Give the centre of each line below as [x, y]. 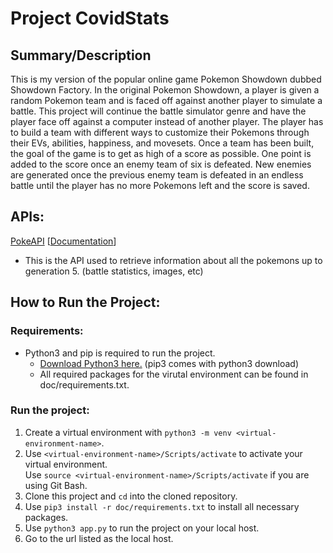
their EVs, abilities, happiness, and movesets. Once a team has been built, [162, 143]
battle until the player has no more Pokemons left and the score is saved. [160, 185]
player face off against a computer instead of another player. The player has [167, 121]
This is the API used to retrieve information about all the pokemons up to [173, 260]
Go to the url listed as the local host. [99, 538]
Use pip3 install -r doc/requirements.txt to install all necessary [162, 506]
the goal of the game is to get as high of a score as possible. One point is [161, 153]
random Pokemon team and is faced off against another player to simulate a [166, 100]
